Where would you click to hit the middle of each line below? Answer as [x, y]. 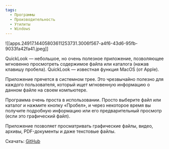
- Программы [23, 15]
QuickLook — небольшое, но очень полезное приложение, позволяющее [84, 58]
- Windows [20, 29]
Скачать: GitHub [23, 141]
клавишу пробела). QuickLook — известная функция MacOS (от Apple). [82, 70]
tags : [11, 10]
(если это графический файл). [38, 116]
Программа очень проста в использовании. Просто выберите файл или [83, 100]
